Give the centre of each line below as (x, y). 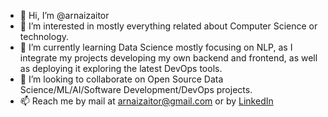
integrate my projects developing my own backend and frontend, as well (168, 58)
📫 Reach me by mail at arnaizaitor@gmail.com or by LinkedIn (146, 101)
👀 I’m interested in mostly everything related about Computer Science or (168, 26)
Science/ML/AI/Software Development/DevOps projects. (136, 89)
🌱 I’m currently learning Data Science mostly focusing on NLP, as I (156, 47)
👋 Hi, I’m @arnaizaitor (64, 15)
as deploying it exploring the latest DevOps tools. (121, 68)
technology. (44, 36)
